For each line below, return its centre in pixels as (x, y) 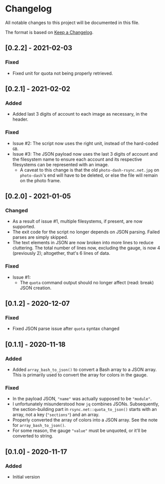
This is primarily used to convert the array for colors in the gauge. (80, 375)
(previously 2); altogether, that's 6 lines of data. (61, 253)
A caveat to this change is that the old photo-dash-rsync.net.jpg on (89, 170)
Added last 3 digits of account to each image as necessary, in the (80, 114)
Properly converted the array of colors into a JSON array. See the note (85, 420)
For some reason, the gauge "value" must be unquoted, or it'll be (79, 430)
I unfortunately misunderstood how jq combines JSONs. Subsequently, (86, 404)
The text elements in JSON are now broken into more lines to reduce (83, 243)
